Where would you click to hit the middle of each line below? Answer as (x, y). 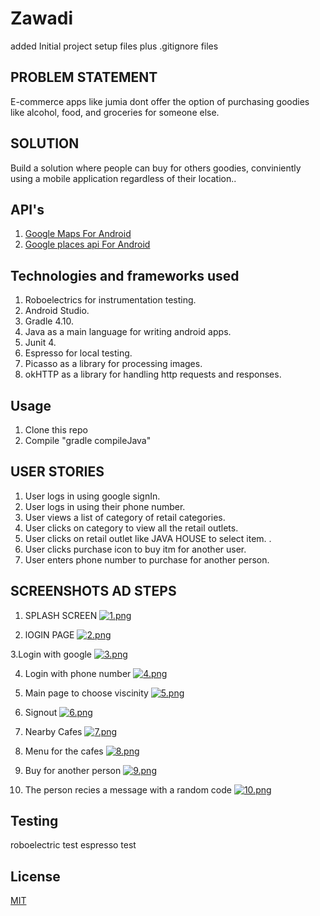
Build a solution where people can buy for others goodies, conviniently (156, 168)
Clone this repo (56, 430)
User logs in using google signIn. (92, 496)
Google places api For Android (87, 244)
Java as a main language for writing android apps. (128, 332)
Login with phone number (78, 673)
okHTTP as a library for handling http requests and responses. (153, 374)
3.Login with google (51, 654)
